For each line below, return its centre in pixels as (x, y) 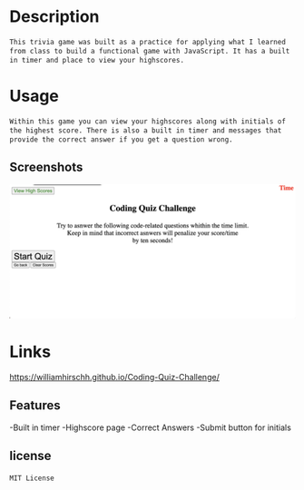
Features (35, 406)
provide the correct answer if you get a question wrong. (121, 139)
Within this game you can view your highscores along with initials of (147, 121)
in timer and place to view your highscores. (97, 60)
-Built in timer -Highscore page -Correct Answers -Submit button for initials (151, 427)
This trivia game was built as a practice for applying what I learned (147, 42)
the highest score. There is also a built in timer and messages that (146, 130)
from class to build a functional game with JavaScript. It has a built (150, 51)
